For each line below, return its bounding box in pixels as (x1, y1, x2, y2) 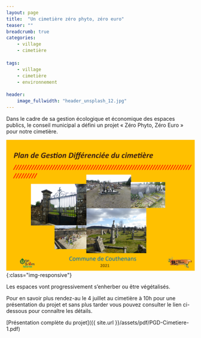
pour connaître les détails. (28, 307, 93, 315)
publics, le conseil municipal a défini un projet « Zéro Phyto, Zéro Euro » (6, 121, 184, 129)
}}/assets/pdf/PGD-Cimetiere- (115, 319, 190, 326)
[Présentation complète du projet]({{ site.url (6, 319, 114, 326)
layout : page (6, 10, 39, 16)
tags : (6, 60, 20, 66)
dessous (6, 307, 28, 315)
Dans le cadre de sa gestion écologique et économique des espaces (6, 115, 175, 122)
